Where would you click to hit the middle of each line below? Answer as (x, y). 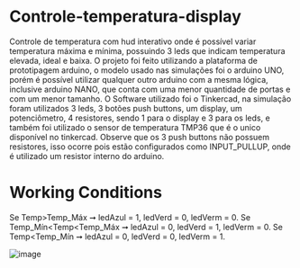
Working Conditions (86, 193)
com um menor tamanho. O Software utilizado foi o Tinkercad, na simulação (150, 98)
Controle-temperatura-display (125, 17)
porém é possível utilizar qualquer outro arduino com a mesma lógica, (139, 79)
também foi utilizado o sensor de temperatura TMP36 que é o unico (135, 127)
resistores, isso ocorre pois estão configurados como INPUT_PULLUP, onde (150, 147)
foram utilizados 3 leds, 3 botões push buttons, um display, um (126, 108)
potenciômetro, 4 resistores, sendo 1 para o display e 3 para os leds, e (140, 118)
